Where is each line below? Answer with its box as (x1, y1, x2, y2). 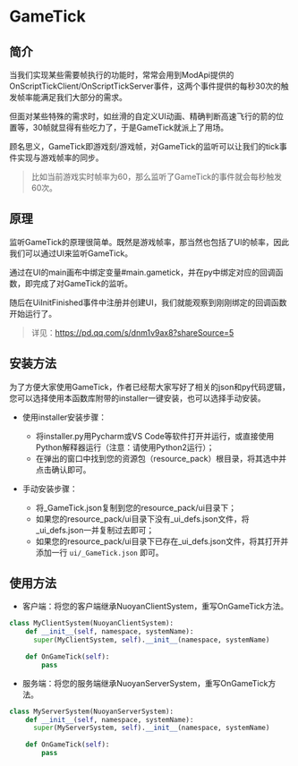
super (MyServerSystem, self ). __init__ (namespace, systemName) (32, 723, 270, 733)
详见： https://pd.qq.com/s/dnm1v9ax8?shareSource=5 (30, 327, 234, 337)
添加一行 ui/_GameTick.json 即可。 (35, 547, 164, 557)
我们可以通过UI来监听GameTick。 (9, 248, 132, 259)
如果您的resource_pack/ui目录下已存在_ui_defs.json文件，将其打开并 (35, 535, 289, 547)
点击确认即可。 (35, 464, 91, 475)
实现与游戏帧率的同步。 (16, 152, 104, 163)
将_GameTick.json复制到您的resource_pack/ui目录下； (35, 502, 237, 513)
